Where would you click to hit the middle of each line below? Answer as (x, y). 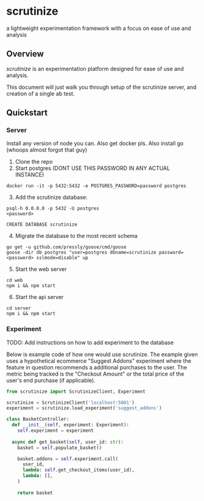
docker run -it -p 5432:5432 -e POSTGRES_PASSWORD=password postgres (97, 186)
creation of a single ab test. (40, 94)
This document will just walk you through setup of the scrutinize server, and (101, 87)
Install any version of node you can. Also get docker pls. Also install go (95, 143)
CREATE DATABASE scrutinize (42, 225)
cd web (15, 280)
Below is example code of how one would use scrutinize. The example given (102, 354)
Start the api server (39, 297)
